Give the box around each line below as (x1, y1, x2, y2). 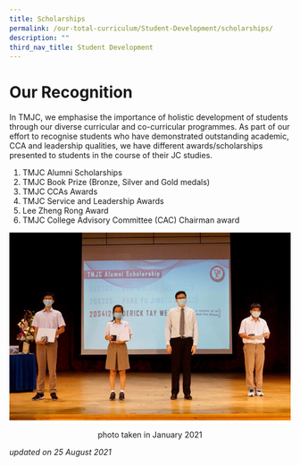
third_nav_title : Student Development (9, 43, 154, 52)
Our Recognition (9, 82, 133, 103)
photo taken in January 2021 (97, 429, 203, 440)
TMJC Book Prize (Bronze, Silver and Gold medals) (21, 177, 211, 188)
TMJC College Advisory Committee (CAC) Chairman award (21, 215, 240, 225)
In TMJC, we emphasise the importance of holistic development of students (9, 112, 288, 123)
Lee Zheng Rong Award (21, 206, 109, 216)
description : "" (9, 33, 70, 42)
